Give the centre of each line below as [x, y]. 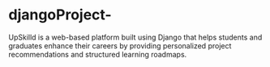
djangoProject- [60, 15]
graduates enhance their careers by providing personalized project [120, 45]
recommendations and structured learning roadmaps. [98, 54]
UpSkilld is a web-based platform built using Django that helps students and [135, 37]
